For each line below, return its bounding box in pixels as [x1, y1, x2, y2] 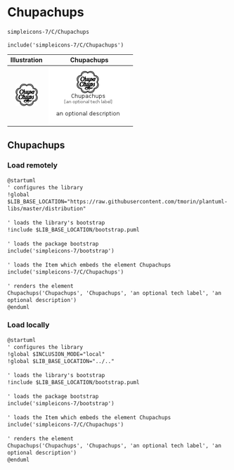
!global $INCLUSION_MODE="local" [7, 351, 105, 358]
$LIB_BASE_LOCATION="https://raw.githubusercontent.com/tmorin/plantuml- [7, 198, 228, 205]
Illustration [10, 56, 44, 64]
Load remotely [7, 160, 58, 170]
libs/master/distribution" [7, 205, 86, 212]
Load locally [7, 319, 50, 329]
